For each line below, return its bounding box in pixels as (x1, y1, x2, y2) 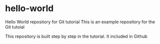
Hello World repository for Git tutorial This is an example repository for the (5, 19, 156, 25)
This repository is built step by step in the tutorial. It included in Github (5, 33, 148, 39)
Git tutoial (5, 24, 25, 29)
